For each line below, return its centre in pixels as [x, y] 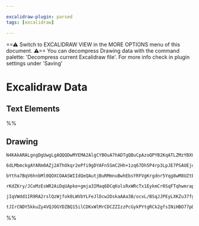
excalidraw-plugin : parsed [39, 17]
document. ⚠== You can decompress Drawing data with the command [93, 50]
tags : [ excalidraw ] [30, 22]
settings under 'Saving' [34, 63]
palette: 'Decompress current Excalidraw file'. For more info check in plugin [98, 57]
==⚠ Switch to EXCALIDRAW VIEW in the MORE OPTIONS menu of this [93, 44]
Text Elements [33, 109]
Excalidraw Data [47, 87]
